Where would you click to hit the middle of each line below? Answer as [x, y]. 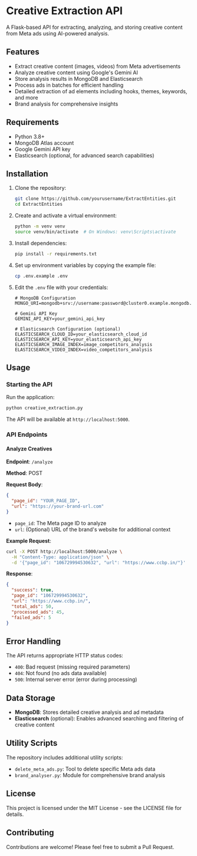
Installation [27, 174]
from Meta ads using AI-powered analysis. [58, 33]
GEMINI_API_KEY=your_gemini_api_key [60, 319]
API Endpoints [27, 434]
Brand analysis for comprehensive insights [66, 104]
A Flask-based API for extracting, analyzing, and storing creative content [94, 27]
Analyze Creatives [29, 449]
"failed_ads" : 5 [31, 617]
